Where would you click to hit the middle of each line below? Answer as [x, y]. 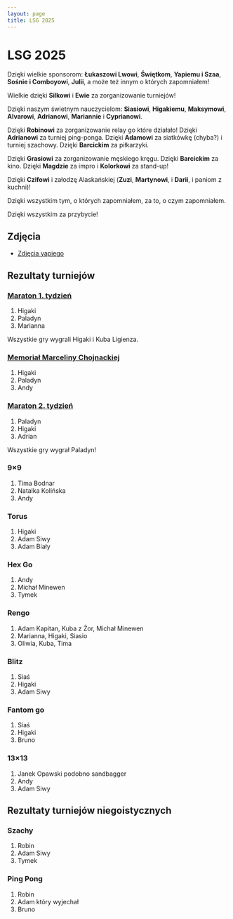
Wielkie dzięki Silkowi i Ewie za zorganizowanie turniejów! [92, 95]
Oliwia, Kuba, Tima [45, 643]
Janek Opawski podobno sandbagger [72, 774]
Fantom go [26, 710]
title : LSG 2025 [31, 20]
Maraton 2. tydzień [40, 406]
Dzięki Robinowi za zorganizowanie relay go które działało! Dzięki [102, 130]
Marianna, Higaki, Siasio [52, 635]
